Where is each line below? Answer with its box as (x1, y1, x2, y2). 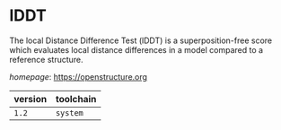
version (13, 92, 48, 105)
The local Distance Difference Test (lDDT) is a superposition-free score (9, 35, 272, 46)
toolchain (55, 92, 97, 105)
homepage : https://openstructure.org (9, 71, 148, 82)
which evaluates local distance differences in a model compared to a (9, 44, 263, 55)
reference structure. (9, 54, 83, 65)
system (55, 108, 83, 117)
